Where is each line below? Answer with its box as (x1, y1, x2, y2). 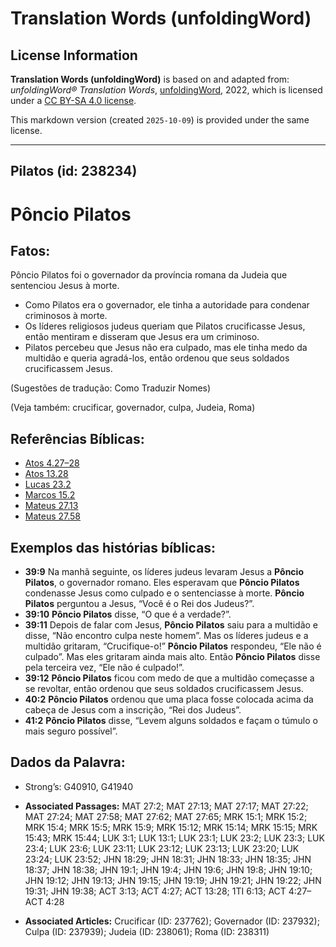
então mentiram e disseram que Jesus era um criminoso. (24, 331, 260, 343)
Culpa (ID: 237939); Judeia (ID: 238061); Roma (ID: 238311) (24, 925, 270, 937)
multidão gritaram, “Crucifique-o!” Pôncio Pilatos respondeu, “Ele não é (24, 640, 322, 652)
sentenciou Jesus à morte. (10, 280, 120, 292)
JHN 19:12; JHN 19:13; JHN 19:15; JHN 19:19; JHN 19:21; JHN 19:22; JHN (24, 874, 322, 886)
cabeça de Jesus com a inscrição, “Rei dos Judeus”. (24, 704, 242, 716)
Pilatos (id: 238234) (10, 163, 138, 180)
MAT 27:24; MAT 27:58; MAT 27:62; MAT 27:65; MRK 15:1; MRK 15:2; (24, 810, 308, 822)
